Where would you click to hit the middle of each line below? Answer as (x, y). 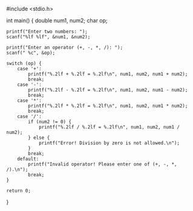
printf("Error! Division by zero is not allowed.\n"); (109, 143)
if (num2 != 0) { (50, 122)
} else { (39, 138)
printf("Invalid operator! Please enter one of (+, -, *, (103, 164)
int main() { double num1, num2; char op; (57, 20)
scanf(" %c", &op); (31, 53)
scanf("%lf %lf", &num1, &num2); (48, 37)
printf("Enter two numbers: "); (47, 32)
